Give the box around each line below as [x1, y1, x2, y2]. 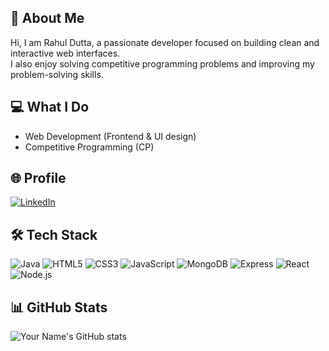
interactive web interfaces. [10, 47, 121, 59]
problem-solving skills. [10, 68, 104, 80]
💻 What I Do [10, 99, 90, 116]
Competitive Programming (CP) [24, 141, 155, 153]
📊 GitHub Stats [10, 299, 108, 316]
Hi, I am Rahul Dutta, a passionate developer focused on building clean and [10, 36, 320, 48]
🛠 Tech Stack [10, 226, 98, 243]
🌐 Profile [10, 170, 67, 187]
